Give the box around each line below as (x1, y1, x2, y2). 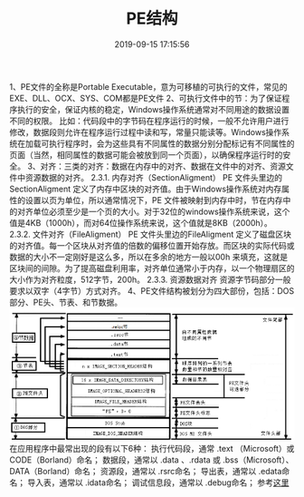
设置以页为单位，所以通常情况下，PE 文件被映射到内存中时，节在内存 (24, 194, 283, 205)
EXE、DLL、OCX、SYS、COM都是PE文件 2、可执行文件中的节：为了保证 (9, 93, 282, 103)
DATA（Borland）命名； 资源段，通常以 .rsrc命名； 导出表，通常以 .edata (9, 466, 282, 477)
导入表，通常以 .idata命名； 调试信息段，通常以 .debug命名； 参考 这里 (26, 477, 290, 488)
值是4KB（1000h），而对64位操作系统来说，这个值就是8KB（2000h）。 (9, 217, 273, 228)
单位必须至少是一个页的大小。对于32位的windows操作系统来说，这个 (33, 206, 290, 217)
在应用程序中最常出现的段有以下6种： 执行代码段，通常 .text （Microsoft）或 (9, 443, 295, 454)
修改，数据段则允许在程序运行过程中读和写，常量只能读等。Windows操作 (9, 126, 282, 137)
